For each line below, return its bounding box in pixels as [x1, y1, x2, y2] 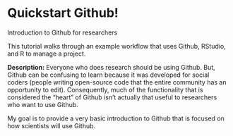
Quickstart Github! [7, 5, 119, 21]
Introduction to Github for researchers [7, 28, 118, 37]
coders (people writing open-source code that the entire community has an [7, 78, 227, 86]
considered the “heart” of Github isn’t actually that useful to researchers [7, 93, 217, 101]
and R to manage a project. [7, 49, 86, 58]
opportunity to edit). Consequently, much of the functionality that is [7, 85, 203, 94]
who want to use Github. [7, 100, 79, 109]
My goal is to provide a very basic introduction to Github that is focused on [7, 114, 225, 123]
